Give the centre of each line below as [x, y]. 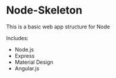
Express [25, 56]
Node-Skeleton [44, 10]
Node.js [24, 49]
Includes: [17, 38]
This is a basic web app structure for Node [58, 27]
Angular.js [27, 68]
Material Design [34, 62]
